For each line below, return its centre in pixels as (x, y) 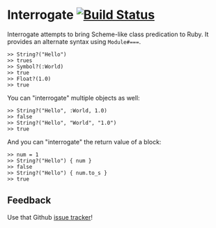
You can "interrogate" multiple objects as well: (74, 98)
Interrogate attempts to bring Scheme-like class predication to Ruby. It (108, 34)
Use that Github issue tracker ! (50, 217)
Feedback (29, 200)
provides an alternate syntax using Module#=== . (74, 41)
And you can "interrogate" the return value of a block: (84, 142)
